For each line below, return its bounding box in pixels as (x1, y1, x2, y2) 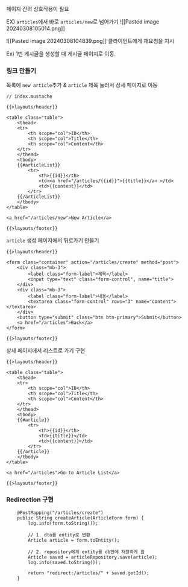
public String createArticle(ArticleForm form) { (17, 515, 145, 521)
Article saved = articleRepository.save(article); (28, 554, 158, 560)
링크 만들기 (6, 66, 37, 75)
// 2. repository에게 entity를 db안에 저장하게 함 (28, 548, 145, 555)
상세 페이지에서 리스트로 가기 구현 (6, 347, 86, 354)
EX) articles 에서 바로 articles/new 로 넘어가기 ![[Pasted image (6, 18, 160, 25)
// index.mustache (6, 94, 52, 100)
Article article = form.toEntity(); (28, 537, 120, 543)
